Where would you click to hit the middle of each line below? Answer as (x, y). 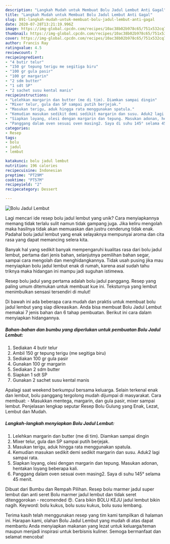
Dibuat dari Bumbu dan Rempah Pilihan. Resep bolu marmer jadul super (80, 489)
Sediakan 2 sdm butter (36, 369)
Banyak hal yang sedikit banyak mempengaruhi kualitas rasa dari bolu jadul (83, 249)
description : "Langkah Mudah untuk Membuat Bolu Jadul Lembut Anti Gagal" (86, 10)
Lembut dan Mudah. (26, 411)
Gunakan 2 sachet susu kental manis (51, 380)
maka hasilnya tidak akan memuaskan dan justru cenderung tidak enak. (80, 229)
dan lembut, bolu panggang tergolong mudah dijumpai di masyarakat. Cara (83, 395)
